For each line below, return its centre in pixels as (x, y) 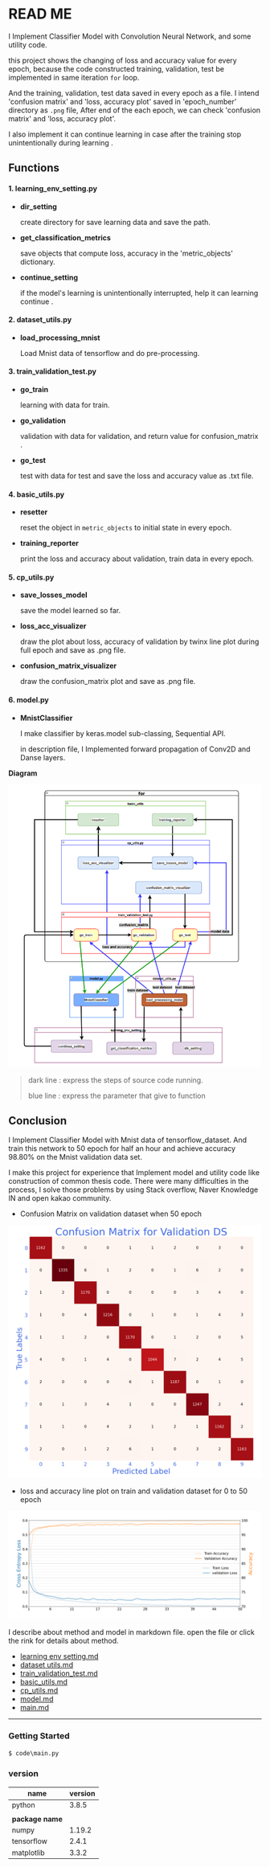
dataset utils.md (47, 1664)
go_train (34, 389)
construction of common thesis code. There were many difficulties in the (129, 1181)
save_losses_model (53, 595)
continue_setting (49, 277)
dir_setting (39, 207)
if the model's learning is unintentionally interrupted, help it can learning (139, 293)
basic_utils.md (44, 1681)
